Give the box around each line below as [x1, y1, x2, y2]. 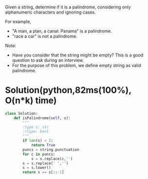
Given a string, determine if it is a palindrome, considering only [5, 4, 131, 10]
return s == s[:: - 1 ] [22, 170, 64, 175]
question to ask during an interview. [12, 57, 84, 63]
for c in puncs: [22, 152, 55, 157]
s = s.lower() [22, 165, 51, 170]
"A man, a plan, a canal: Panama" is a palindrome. [12, 28, 112, 34]
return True [31, 143, 55, 148]
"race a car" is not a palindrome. [12, 34, 77, 39]
